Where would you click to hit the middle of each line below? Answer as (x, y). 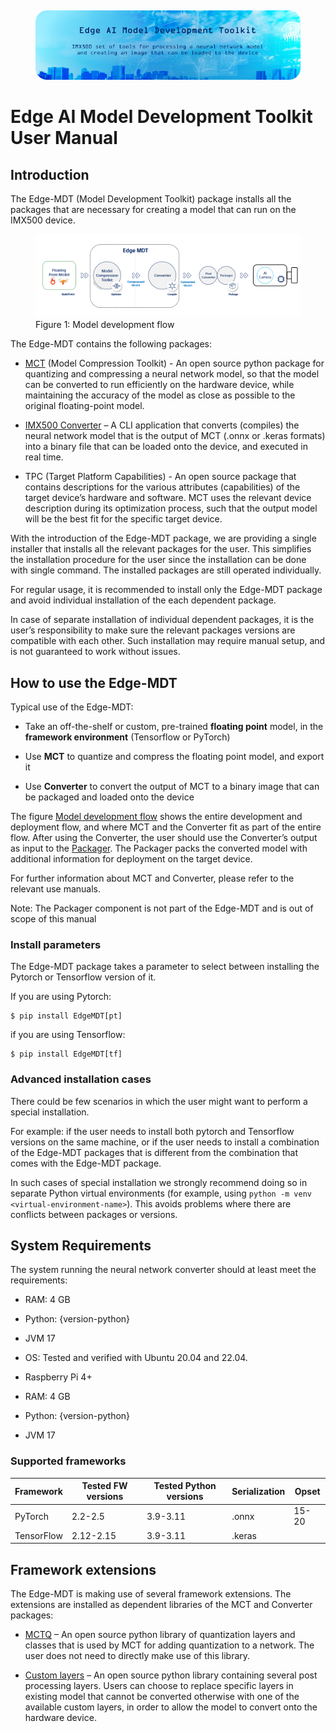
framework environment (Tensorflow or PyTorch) (127, 737)
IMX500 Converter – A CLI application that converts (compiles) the (162, 425)
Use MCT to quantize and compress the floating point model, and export (174, 756)
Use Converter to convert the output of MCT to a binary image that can (172, 786)
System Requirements (81, 1245)
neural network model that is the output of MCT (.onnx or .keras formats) (175, 436)
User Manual (64, 138)
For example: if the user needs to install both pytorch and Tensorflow (152, 1131)
